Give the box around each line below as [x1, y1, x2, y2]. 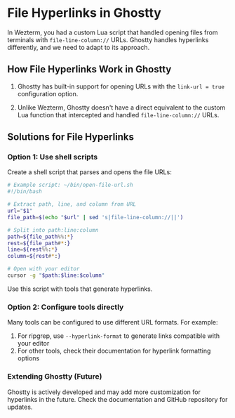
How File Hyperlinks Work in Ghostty [7, 63, 172, 75]
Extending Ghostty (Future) [7, 372, 102, 381]
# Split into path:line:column [7, 226, 99, 233]
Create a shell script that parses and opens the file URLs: [7, 168, 172, 176]
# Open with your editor [7, 266, 80, 273]
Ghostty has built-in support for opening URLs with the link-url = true [17, 82, 225, 91]
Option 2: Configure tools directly [7, 302, 124, 312]
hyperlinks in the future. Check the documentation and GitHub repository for [7, 395, 228, 403]
